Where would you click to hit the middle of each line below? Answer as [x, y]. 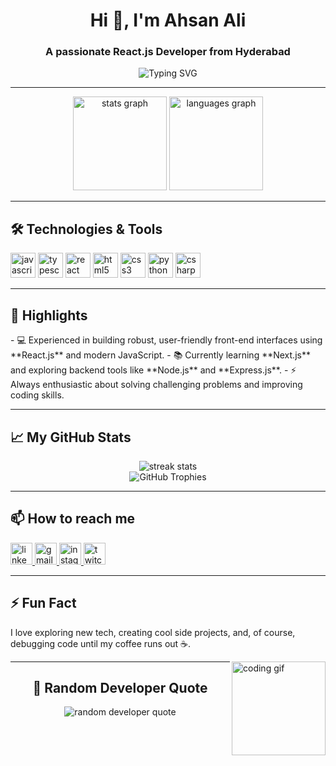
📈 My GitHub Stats [71, 437]
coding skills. [37, 395]
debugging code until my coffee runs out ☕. [101, 643]
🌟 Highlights [49, 315]
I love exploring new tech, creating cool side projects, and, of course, [153, 632]
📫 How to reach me [73, 519]
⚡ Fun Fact [43, 603]
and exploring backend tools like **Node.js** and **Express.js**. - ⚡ [153, 370]
